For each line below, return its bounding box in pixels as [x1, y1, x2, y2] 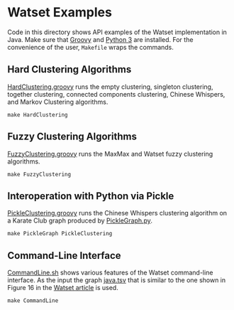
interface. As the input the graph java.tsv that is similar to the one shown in [7, 276, 226, 284]
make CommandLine [7, 297, 59, 304]
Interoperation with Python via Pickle [7, 190, 174, 202]
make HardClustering [7, 111, 69, 118]
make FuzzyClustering [7, 171, 72, 178]
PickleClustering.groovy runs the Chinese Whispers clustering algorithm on [7, 209, 228, 218]
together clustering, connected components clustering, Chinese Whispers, [7, 90, 225, 98]
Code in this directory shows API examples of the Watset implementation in [7, 28, 227, 36]
